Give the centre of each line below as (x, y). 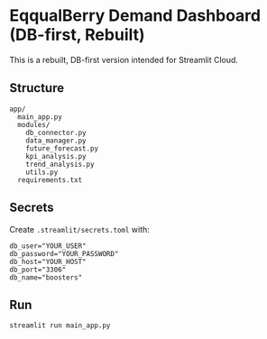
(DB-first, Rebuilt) (78, 35)
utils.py (42, 172)
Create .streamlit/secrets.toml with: (80, 229)
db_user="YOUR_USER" (48, 246)
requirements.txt (50, 180)
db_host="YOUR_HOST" (48, 261)
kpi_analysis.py (56, 156)
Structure (37, 88)
